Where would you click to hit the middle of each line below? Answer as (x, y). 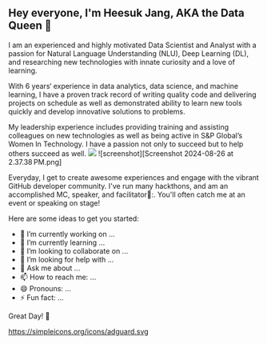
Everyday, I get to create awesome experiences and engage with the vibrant (134, 177)
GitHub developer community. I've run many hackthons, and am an (118, 186)
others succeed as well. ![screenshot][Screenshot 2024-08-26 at (121, 153)
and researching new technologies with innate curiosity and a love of (122, 62)
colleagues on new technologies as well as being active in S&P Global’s (126, 135)
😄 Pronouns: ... (46, 288)
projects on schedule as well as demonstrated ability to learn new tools (125, 102)
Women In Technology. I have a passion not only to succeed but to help (126, 144)
